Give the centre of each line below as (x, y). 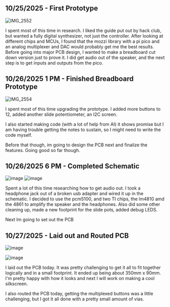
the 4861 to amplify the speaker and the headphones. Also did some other (83, 204)
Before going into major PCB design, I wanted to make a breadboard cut (80, 52)
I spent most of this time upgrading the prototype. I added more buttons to (83, 109)
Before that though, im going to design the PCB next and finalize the (76, 145)
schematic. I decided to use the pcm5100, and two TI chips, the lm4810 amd (85, 199)
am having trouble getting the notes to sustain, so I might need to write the (83, 130)
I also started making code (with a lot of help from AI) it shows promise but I (84, 124)
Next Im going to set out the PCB (40, 220)
